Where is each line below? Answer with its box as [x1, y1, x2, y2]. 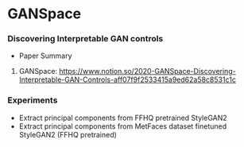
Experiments [7, 95, 58, 106]
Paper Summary [18, 51, 72, 60]
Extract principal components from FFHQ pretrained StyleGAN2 [18, 113, 227, 122]
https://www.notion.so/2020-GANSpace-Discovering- [58, 67, 236, 76]
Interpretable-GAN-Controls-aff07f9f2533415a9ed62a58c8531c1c [18, 75, 236, 84]
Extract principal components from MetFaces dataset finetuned [18, 121, 227, 131]
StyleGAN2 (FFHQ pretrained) [18, 130, 117, 139]
